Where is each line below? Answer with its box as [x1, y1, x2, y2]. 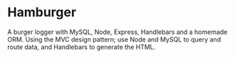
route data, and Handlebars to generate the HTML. [7, 42, 156, 51]
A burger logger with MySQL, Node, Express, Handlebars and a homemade [7, 28, 228, 36]
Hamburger [7, 4, 77, 21]
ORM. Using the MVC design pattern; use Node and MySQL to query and [7, 35, 221, 43]
